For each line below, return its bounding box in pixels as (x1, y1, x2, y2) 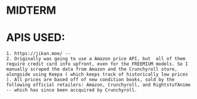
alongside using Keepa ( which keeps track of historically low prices (6, 72, 188, 78)
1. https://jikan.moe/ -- (6, 51, 70, 57)
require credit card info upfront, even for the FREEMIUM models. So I (6, 61, 188, 67)
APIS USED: (6, 31, 66, 45)
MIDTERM (6, 4, 57, 17)
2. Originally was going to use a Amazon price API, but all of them (6, 56, 186, 62)
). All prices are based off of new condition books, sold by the (6, 77, 175, 83)
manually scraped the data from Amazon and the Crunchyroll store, (6, 66, 178, 72)
